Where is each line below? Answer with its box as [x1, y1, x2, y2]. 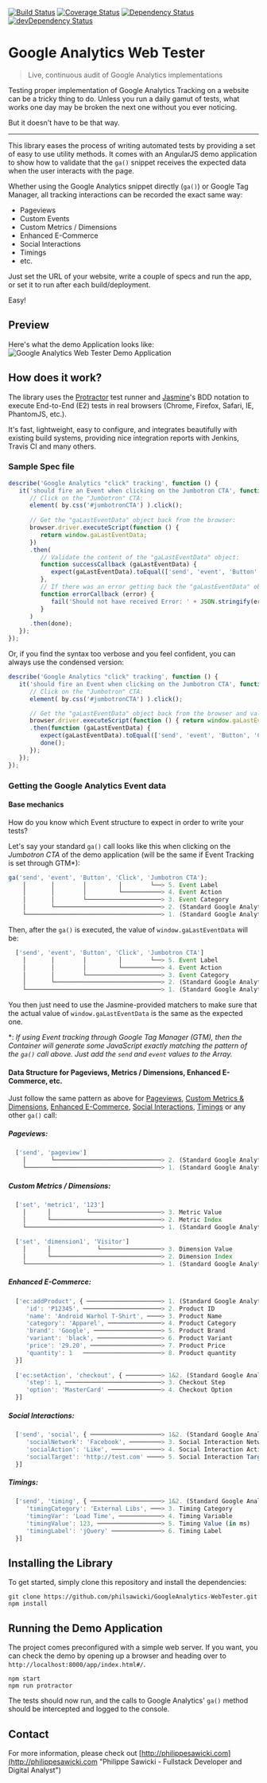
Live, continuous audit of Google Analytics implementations [27, 70, 223, 80]
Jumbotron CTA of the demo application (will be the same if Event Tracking [8, 850, 254, 859]
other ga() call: [8, 1111, 58, 1120]
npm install [8, 1600, 48, 1608]
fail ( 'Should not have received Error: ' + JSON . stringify [50, 598, 250, 605]
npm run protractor [8, 1682, 73, 1690]
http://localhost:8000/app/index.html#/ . [8, 1660, 146, 1669]
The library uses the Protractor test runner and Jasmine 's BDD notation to [8, 392, 250, 402]
